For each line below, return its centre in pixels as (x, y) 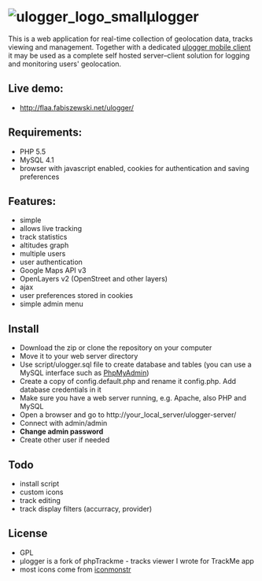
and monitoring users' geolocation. (65, 64)
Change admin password (61, 432)
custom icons (41, 492)
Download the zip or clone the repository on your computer (116, 348)
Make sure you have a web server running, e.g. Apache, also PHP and (133, 398)
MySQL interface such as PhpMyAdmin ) (84, 373)
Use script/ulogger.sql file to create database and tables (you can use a (135, 365)
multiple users (42, 254)
